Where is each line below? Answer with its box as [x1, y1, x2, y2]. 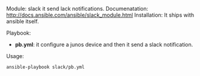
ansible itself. [6, 18, 39, 25]
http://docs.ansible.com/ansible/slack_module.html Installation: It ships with [6, 11, 195, 19]
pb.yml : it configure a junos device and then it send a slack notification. [14, 41, 193, 48]
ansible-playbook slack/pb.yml [6, 64, 85, 70]
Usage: [6, 53, 24, 59]
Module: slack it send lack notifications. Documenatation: [6, 5, 149, 12]
